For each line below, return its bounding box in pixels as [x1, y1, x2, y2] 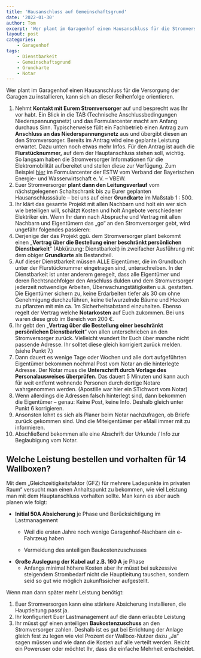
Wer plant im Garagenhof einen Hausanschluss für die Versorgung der [6, 87, 179, 94]
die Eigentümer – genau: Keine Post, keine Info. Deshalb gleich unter [14, 398, 184, 406]
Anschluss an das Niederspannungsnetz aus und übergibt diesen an [14, 130, 187, 138]
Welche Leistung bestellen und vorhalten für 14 [6, 454, 187, 465]
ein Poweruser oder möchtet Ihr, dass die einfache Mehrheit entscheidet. [14, 645, 195, 653]
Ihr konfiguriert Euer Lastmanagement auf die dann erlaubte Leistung [14, 614, 185, 621]
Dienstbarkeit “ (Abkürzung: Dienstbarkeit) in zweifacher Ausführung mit [14, 245, 194, 252]
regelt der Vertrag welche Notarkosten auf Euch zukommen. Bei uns [14, 309, 184, 316]
